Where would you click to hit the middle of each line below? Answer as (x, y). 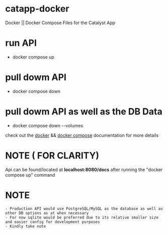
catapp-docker (37, 9)
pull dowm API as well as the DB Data (84, 112)
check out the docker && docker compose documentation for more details (82, 135)
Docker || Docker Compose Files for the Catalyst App (60, 23)
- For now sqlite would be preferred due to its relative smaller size (82, 217)
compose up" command (30, 175)
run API (21, 43)
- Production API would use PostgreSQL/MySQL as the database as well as (84, 209)
